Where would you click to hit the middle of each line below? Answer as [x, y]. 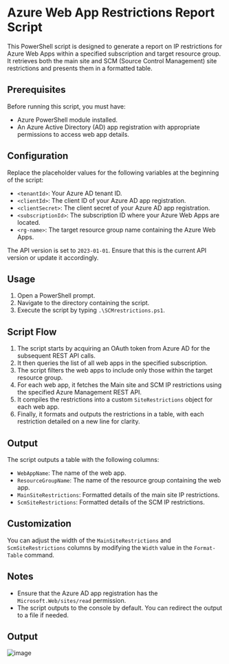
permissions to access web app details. [73, 134]
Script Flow [32, 332]
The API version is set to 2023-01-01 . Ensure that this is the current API [107, 250]
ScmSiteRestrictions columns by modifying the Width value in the [100, 547]
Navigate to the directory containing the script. [83, 303]
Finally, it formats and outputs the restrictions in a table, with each [110, 414]
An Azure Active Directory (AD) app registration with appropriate [109, 127]
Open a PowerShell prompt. [56, 296]
